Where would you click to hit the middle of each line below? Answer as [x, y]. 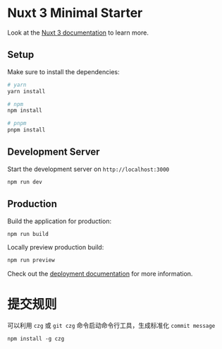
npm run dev [25, 182]
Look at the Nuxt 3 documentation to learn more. [78, 32]
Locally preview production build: [56, 247]
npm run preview [31, 260]
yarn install [26, 91]
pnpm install [26, 130]
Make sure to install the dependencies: [63, 71]
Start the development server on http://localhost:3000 [88, 169]
